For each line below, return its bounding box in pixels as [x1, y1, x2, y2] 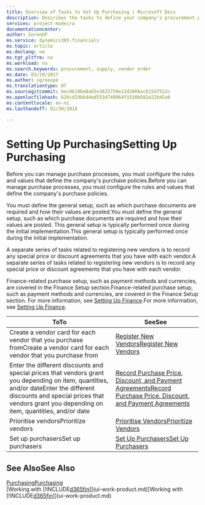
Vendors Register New [115, 340, 178, 348]
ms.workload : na [6, 60, 48, 66]
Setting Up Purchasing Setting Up [6, 137, 177, 151]
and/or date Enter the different [9, 384, 95, 393]
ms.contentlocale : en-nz [6, 100, 70, 106]
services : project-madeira [6, 20, 75, 26]
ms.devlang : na [6, 49, 45, 55]
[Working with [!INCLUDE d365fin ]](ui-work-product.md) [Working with [6, 485, 183, 493]
